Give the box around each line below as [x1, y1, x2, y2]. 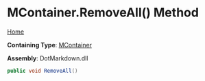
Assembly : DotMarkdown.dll [7, 54, 88, 62]
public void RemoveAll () [7, 67, 78, 74]
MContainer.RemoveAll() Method [7, 5, 199, 21]
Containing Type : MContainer [7, 40, 93, 49]
